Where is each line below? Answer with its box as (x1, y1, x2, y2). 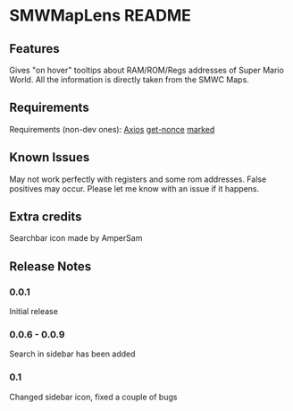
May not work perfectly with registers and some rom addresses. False (9, 174, 267, 184)
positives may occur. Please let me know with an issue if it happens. (9, 183, 260, 193)
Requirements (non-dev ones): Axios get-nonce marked (9, 124, 215, 134)
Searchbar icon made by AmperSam (9, 233, 143, 244)
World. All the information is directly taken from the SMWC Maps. (9, 74, 250, 85)
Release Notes (9, 259, 92, 274)
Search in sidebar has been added (9, 348, 136, 359)
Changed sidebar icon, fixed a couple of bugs (9, 391, 178, 402)
